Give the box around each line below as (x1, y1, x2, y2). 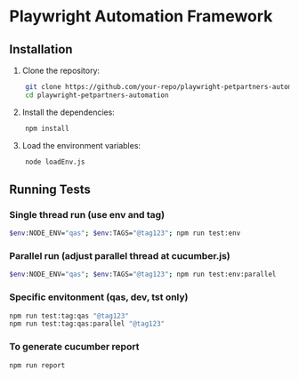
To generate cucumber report (9, 341, 140, 353)
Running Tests (9, 181, 91, 197)
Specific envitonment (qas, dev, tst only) (9, 291, 189, 303)
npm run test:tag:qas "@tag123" (9, 311, 129, 320)
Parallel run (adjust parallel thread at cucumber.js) (9, 249, 231, 262)
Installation (9, 42, 73, 57)
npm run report (9, 360, 66, 370)
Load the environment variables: (21, 140, 141, 150)
